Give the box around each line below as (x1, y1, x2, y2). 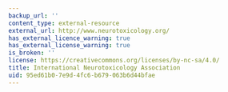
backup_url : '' (8, 11, 59, 20)
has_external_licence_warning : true (8, 34, 130, 42)
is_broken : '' (8, 49, 56, 57)
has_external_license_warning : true (8, 42, 130, 50)
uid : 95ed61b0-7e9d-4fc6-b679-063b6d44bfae (8, 71, 156, 79)
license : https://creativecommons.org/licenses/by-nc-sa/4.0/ (8, 57, 220, 65)
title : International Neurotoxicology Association (8, 64, 181, 72)
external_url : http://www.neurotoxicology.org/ (8, 26, 170, 34)
